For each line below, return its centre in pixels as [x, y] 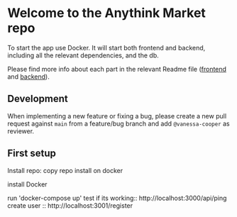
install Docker [27, 184]
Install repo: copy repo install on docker [65, 170]
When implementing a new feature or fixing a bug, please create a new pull [117, 116]
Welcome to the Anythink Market [106, 13]
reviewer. [21, 131]
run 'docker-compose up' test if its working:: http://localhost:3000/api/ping [117, 198]
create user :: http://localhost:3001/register [70, 205]
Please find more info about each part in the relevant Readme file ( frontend [117, 69]
